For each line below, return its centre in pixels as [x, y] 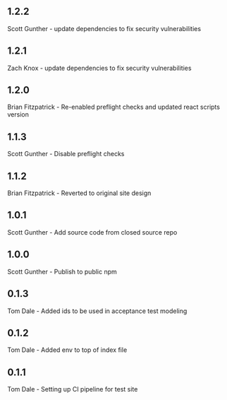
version [18, 114]
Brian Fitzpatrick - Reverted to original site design [79, 193]
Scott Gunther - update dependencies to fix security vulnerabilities [104, 28]
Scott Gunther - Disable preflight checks [66, 154]
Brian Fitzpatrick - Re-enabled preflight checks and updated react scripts [114, 107]
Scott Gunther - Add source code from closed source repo [92, 232]
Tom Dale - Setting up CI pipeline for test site [73, 389]
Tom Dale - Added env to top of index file [67, 350]
